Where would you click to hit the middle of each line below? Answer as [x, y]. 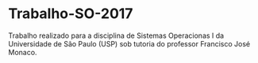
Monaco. [23, 52]
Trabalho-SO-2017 [71, 14]
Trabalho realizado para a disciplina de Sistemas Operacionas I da [116, 35]
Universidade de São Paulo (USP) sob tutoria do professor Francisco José [129, 43]
